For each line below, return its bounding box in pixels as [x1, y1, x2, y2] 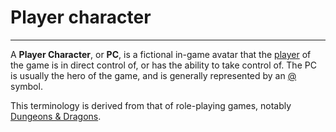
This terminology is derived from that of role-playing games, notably [10, 99, 292, 111]
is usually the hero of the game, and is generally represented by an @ [10, 69, 297, 81]
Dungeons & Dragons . [10, 110, 102, 122]
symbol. [10, 80, 43, 92]
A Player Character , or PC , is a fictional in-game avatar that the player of [10, 48, 312, 60]
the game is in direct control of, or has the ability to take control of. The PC [10, 59, 317, 71]
